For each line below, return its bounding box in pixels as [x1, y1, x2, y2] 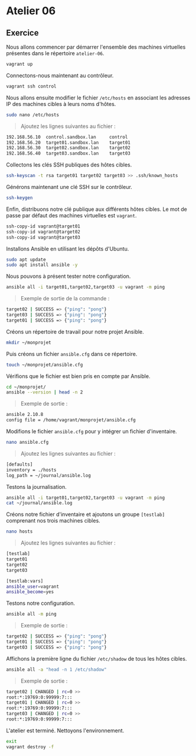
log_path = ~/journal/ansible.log [6, 472, 92, 478]
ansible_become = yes [6, 589, 54, 595]
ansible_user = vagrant [6, 584, 60, 590]
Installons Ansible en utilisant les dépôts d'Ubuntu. [6, 245, 129, 252]
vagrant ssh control [6, 83, 57, 89]
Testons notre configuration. [6, 600, 76, 607]
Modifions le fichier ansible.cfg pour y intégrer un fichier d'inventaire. [6, 428, 177, 435]
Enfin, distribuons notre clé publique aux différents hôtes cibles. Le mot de [6, 206, 187, 213]
